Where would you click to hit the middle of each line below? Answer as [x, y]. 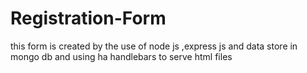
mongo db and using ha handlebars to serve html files [121, 56]
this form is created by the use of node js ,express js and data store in [154, 46]
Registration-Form [88, 18]
